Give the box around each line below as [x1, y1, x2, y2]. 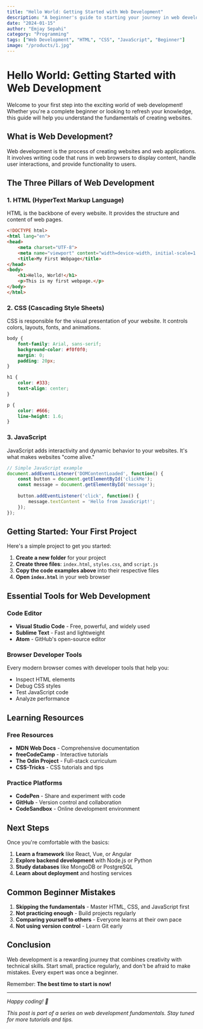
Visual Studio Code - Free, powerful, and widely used [15, 622, 150, 630]
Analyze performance [15, 695, 70, 703]
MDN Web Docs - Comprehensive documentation [15, 744, 140, 752]
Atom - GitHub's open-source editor [15, 636, 106, 643]
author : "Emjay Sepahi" [7, 25, 67, 32]
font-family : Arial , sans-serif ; [17, 341, 102, 347]
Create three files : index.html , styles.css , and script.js [15, 560, 158, 568]
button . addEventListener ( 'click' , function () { [17, 493, 139, 499]
